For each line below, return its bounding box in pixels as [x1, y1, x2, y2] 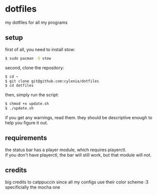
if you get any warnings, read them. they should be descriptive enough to [5, 115, 153, 120]
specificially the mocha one [5, 184, 60, 190]
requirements [5, 134, 47, 142]
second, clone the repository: [5, 65, 64, 71]
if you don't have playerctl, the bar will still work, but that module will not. [5, 152, 152, 158]
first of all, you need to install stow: [5, 46, 76, 52]
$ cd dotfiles [5, 83, 34, 88]
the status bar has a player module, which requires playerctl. [5, 147, 127, 153]
